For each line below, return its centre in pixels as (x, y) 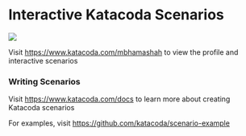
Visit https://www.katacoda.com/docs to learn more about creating (119, 99)
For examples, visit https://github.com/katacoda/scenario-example (119, 123)
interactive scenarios (43, 60)
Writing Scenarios (44, 81)
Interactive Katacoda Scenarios (116, 15)
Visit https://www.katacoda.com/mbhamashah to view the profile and (123, 52)
